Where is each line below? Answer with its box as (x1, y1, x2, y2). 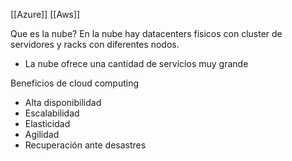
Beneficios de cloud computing (10, 77, 140, 89)
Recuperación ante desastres (24, 139, 147, 151)
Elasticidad (24, 118, 71, 129)
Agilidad (24, 129, 60, 140)
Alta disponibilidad (24, 97, 102, 108)
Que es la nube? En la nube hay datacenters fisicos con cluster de (10, 28, 283, 39)
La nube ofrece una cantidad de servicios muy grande (24, 58, 249, 69)
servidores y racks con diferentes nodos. (10, 39, 180, 50)
